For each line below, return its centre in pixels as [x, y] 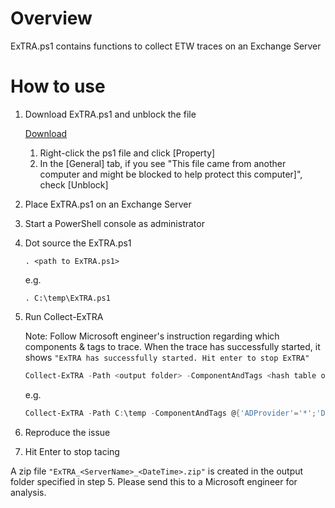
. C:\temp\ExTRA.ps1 [67, 298]
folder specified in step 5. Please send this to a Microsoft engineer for [154, 481]
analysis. [28, 492]
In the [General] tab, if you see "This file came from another [163, 163]
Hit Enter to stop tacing [72, 451]
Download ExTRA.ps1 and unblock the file [110, 114]
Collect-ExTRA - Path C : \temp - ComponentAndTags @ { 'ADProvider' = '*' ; [170, 413]
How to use [58, 86]
